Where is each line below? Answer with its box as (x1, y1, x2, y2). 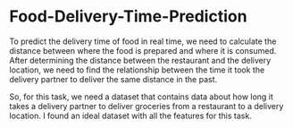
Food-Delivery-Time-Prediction (9, 6, 247, 27)
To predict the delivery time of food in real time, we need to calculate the (9, 36, 277, 47)
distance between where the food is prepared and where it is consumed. (9, 45, 277, 55)
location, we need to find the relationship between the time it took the (9, 64, 265, 75)
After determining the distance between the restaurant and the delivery (9, 55, 272, 65)
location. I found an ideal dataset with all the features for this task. (9, 110, 252, 121)
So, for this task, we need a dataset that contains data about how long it (9, 91, 274, 102)
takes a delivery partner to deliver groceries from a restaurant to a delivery (9, 100, 284, 111)
